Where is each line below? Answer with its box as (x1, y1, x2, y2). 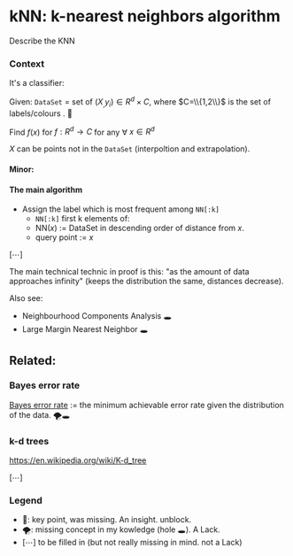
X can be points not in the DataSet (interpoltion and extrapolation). (9, 143, 251, 154)
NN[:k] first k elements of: (35, 213, 130, 224)
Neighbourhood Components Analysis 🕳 (21, 311, 173, 321)
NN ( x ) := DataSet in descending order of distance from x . (35, 223, 245, 234)
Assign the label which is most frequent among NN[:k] (21, 204, 220, 214)
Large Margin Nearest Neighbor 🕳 (21, 324, 149, 335)
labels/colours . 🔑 (9, 108, 73, 119)
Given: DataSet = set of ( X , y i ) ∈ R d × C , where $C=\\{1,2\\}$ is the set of (9, 95, 272, 109)
